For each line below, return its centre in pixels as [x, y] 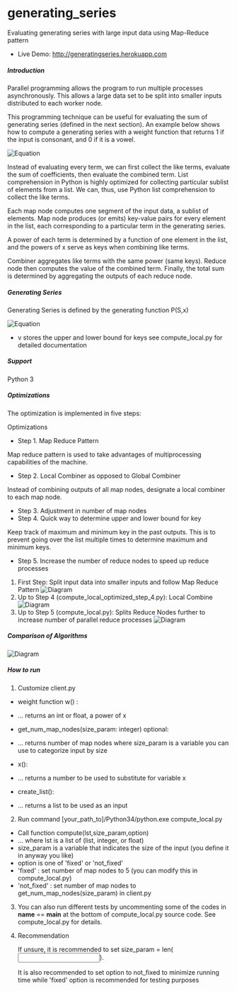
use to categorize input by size [62, 750]
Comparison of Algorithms [47, 636]
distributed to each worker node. [55, 103]
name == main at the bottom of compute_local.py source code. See [116, 914]
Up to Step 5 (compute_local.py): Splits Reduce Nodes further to [111, 612]
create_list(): [36, 791]
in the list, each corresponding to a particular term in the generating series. [117, 225]
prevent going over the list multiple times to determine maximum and [108, 539]
